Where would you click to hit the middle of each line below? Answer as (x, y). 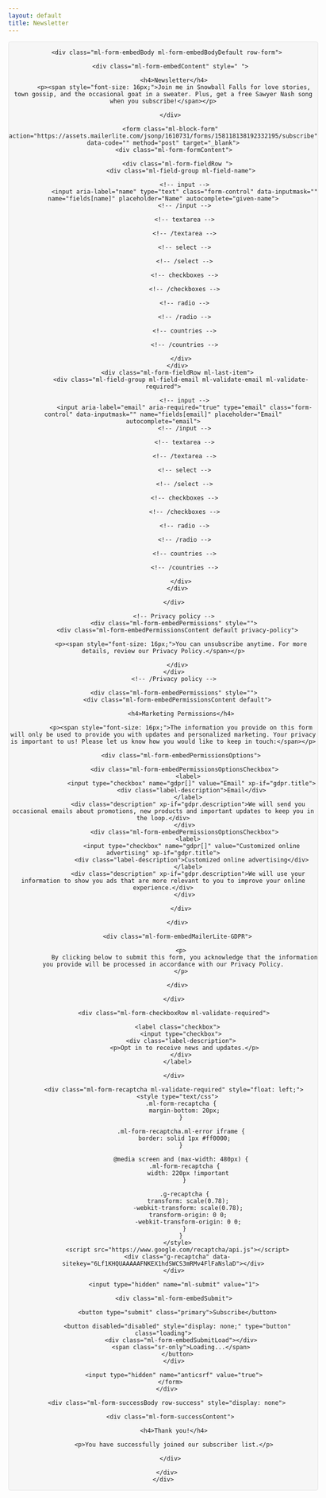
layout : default (35, 16)
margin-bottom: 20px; (184, 1111)
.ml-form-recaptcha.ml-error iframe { (181, 1131)
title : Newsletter (38, 23)
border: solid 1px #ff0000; (185, 1138)
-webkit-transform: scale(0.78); (188, 1208)
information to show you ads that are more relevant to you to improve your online (163, 881)
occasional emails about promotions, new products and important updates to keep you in (163, 811)
